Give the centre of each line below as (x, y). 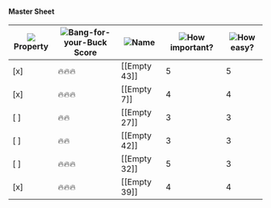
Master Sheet (31, 11)
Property (31, 47)
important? (192, 48)
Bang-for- (90, 32)
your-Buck (85, 43)
